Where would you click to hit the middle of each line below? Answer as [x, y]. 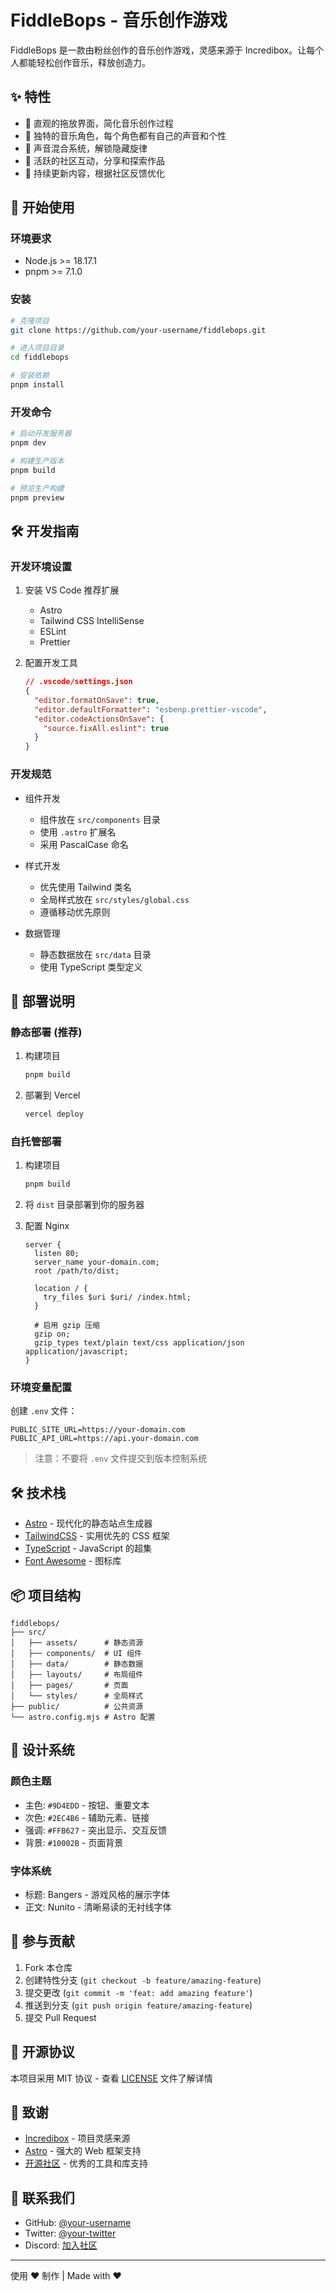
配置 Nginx [47, 1226]
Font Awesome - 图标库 [73, 1561]
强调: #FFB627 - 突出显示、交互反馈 [96, 1830]
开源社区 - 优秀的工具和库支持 [86, 2163]
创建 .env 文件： [44, 1411]
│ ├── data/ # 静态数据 [77, 1664]
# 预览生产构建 [37, 488]
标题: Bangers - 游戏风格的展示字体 [97, 1895]
